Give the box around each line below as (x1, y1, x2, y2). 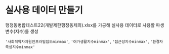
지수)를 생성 (15, 28, 39, 34)
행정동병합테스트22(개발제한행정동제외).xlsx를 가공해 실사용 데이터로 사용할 (5, 22, 155, 28)
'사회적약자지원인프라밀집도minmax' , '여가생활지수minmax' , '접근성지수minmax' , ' (5, 38, 153, 44)
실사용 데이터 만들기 (5, 4, 83, 16)
